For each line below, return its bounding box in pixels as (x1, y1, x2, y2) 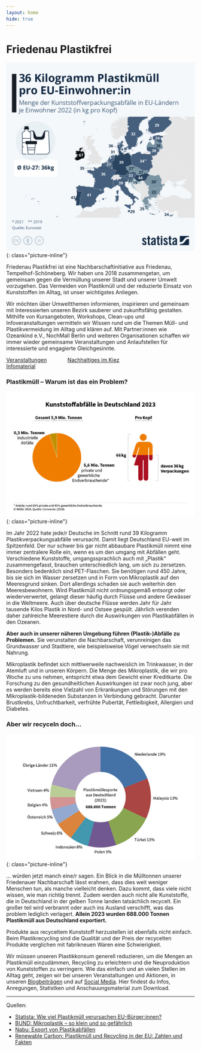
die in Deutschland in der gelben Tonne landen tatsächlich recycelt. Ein (6, 897, 181, 904)
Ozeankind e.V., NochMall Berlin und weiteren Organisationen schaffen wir (6, 332, 190, 339)
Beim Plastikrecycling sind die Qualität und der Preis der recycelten (6, 934, 172, 942)
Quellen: (6, 1001, 27, 1009)
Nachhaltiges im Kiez (67, 357, 120, 364)
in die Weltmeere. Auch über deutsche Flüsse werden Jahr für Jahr (6, 599, 172, 607)
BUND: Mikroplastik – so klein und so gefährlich (14, 1019, 133, 1026)
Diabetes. (6, 705, 30, 712)
